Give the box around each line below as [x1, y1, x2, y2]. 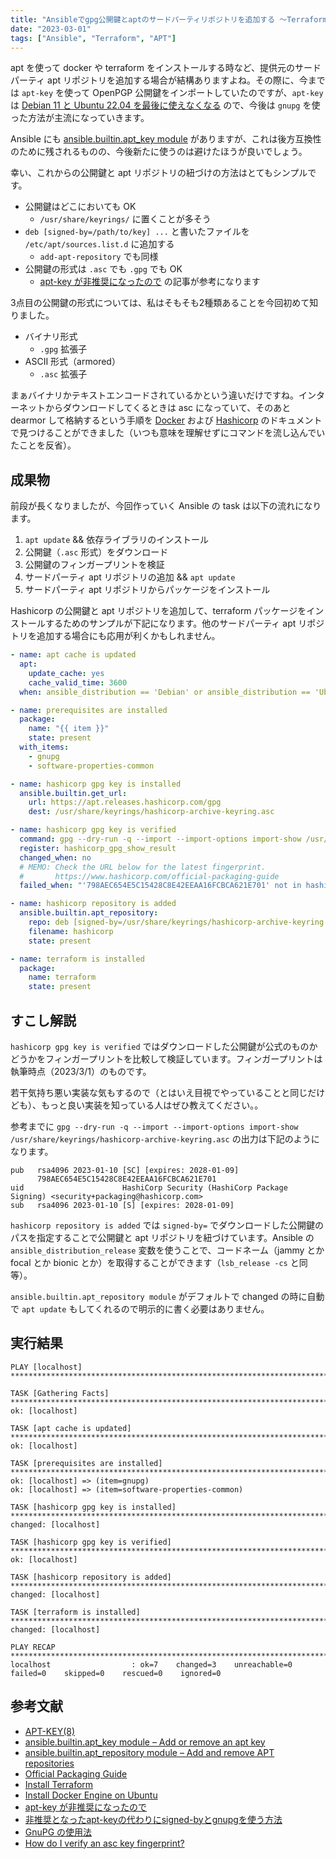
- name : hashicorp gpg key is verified [10, 825, 177, 835]
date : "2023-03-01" [10, 24, 92, 34]
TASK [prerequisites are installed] [10, 1458, 163, 1468]
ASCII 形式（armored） [24, 356, 121, 368]
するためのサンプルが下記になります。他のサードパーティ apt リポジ [44, 617, 325, 630]
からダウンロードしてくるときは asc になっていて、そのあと [44, 402, 292, 414]
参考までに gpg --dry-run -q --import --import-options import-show [10, 1121, 299, 1132]
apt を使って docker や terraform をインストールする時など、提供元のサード [10, 62, 322, 74]
